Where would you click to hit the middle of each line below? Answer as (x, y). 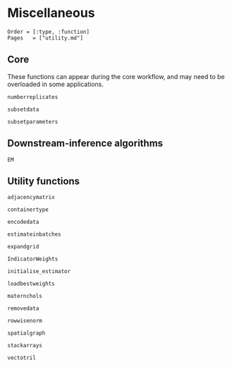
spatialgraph (26, 333)
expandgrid (23, 247)
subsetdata (23, 109)
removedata (23, 308)
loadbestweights (31, 284)
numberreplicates (33, 97)
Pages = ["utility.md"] (45, 38)
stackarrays (25, 346)
